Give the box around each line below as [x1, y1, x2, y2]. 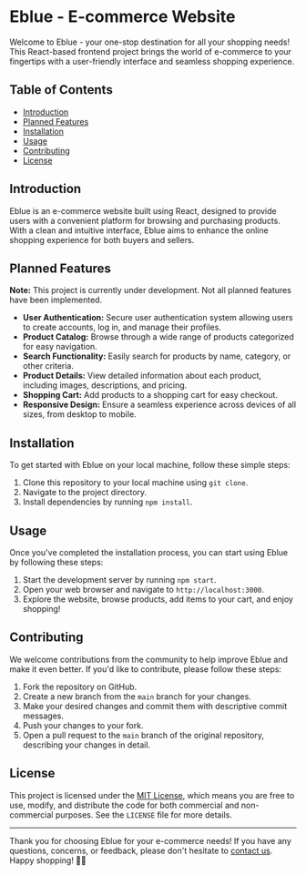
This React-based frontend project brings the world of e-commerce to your [9, 46, 291, 56]
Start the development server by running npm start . [22, 575, 217, 585]
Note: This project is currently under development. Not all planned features [9, 285, 291, 296]
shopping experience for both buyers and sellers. [9, 234, 195, 245]
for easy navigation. [22, 341, 97, 352]
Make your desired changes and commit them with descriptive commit [22, 700, 288, 711]
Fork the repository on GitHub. [22, 681, 138, 692]
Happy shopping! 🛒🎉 [9, 854, 87, 866]
